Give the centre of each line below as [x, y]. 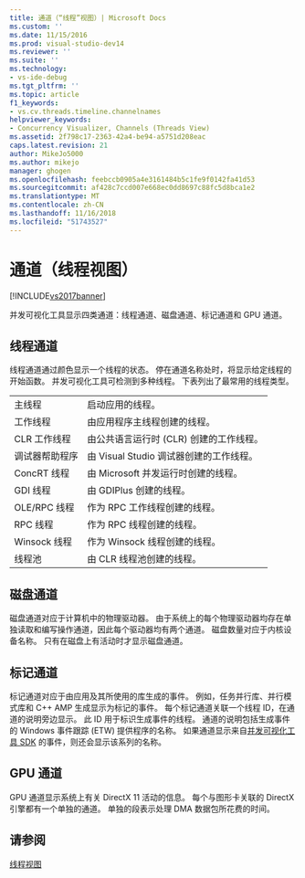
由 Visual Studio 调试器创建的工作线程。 [173, 456]
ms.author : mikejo [44, 162]
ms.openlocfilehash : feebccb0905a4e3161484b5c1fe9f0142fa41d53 [132, 179]
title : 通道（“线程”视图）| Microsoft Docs [88, 18]
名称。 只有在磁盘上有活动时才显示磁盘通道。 [102, 641]
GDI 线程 [33, 491]
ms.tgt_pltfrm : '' [44, 86]
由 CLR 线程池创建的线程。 [144, 559]
